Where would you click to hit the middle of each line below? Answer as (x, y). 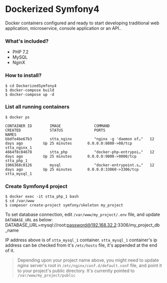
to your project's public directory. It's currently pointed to (76, 271)
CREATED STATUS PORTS (55, 130)
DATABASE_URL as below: (29, 220)
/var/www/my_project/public (46, 276)
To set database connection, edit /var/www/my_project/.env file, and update (83, 214)
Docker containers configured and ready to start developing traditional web (82, 23)
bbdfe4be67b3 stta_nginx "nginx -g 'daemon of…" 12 (80, 139)
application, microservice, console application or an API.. (63, 28)
